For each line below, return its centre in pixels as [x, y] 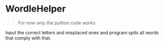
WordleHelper [36, 9]
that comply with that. [28, 38]
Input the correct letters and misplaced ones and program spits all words [82, 32]
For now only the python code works [57, 23]
